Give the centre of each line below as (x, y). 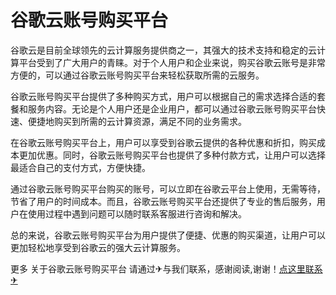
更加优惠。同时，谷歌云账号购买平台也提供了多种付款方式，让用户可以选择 (172, 155)
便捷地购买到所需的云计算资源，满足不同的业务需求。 (137, 121)
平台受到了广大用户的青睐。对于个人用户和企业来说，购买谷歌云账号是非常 (172, 62)
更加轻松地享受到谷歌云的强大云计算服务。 (98, 247)
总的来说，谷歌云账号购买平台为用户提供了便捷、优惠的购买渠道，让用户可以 (168, 235)
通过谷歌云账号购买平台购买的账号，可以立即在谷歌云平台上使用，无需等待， (168, 188)
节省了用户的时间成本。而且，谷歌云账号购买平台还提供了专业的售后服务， (163, 201)
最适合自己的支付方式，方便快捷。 (80, 167)
